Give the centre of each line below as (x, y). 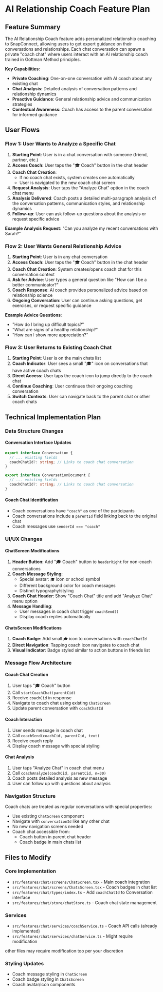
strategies (22, 104)
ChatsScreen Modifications (33, 628)
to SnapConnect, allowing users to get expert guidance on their (69, 44)
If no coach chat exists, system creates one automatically (77, 177)
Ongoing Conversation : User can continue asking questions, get (77, 300)
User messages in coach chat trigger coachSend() (69, 611)
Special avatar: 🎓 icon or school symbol (60, 579)
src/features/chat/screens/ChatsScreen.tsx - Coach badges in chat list (84, 887)
